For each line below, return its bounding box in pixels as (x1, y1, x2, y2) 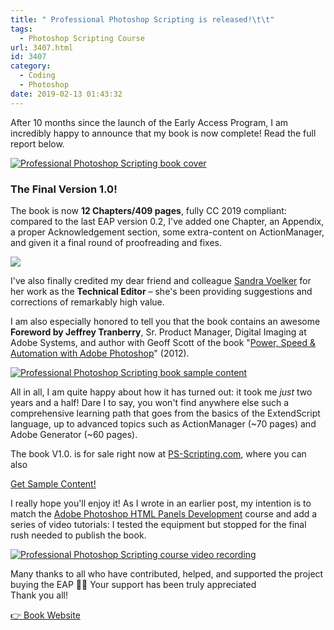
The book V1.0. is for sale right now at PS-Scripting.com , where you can (10, 447, 307, 460)
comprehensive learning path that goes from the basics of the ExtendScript (10, 407, 321, 419)
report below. (10, 137, 65, 150)
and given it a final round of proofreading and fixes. (10, 236, 222, 248)
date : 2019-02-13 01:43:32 (10, 89, 123, 99)
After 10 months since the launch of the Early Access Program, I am (10, 116, 289, 128)
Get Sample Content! (10, 477, 97, 490)
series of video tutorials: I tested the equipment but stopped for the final (10, 518, 307, 530)
